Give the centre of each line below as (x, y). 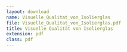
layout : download (28, 12)
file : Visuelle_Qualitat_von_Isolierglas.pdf (63, 23)
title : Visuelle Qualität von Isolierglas (60, 28)
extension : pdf (25, 34)
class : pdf (20, 39)
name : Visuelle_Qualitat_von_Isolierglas (58, 17)
